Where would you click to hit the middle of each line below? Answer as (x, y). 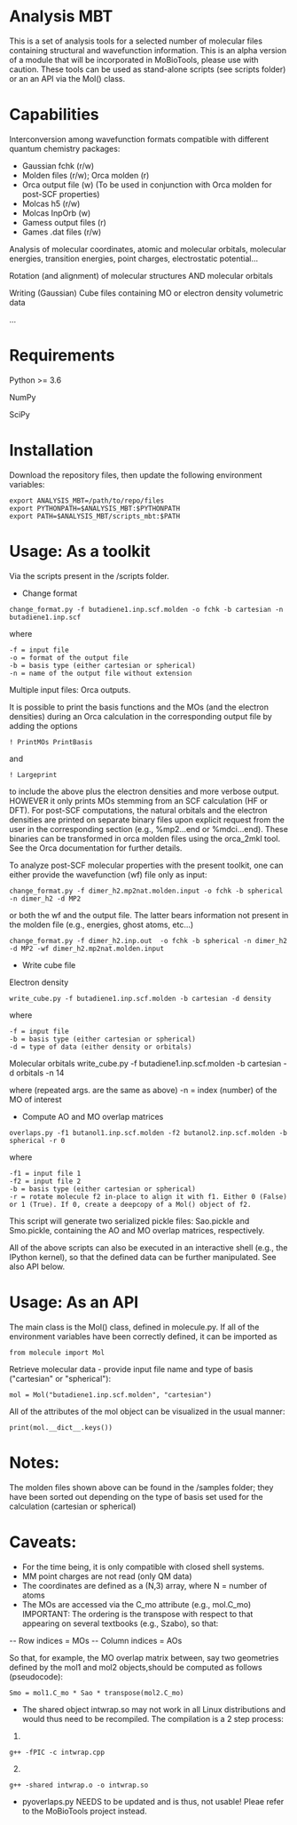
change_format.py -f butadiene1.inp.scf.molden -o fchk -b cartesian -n (146, 609)
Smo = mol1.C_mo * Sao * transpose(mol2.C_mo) (97, 1693)
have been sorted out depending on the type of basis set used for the (136, 1496)
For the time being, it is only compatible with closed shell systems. (143, 1567)
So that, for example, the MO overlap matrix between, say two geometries (144, 1657)
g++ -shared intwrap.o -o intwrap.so (79, 1785)
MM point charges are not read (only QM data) (107, 1576)
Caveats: (43, 1542)
